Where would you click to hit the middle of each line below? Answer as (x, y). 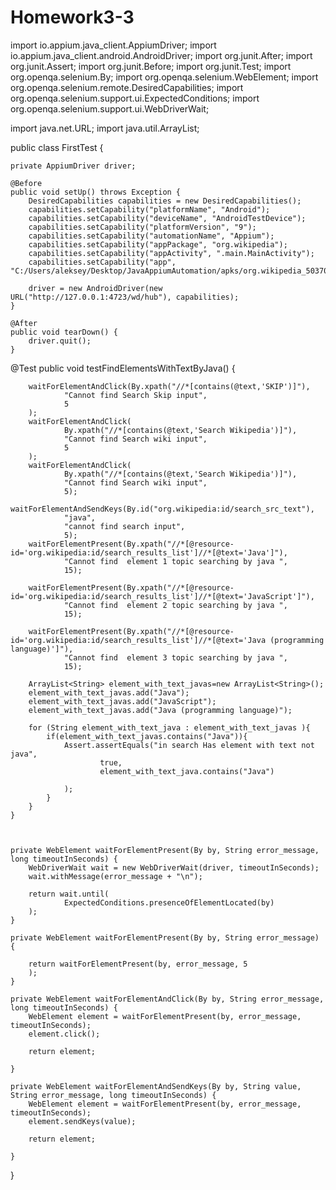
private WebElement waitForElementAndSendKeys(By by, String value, (156, 1086)
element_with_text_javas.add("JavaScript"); (122, 701)
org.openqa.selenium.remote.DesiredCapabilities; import (127, 87)
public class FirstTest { (57, 147)
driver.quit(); (60, 341)
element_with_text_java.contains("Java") (187, 771)
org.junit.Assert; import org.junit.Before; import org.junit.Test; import (151, 66)
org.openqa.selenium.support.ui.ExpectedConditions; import (135, 98)
